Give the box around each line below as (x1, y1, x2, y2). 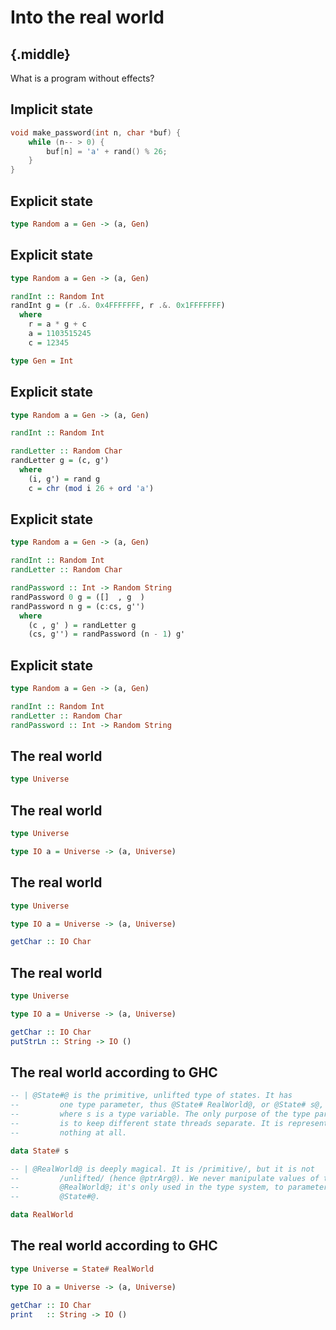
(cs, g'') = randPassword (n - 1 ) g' (28, 629, 186, 640)
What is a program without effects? (10, 72, 155, 84)
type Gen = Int (10, 356, 74, 366)
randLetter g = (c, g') (10, 456, 110, 466)
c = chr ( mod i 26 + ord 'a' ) (28, 483, 155, 493)
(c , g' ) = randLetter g (28, 620, 137, 630)
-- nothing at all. (10, 1127, 128, 1138)
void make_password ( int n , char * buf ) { (10, 127, 182, 138)
